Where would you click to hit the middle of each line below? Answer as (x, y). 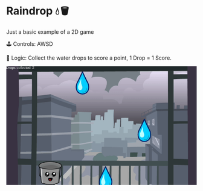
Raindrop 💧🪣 (38, 11)
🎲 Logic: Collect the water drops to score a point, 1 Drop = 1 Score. (89, 58)
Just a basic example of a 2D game (50, 32)
